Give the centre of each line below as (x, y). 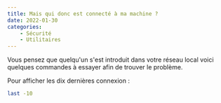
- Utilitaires (40, 40)
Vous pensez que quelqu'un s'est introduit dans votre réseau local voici (110, 60)
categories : (25, 27)
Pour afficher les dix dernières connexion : (68, 81)
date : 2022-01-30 (33, 20)
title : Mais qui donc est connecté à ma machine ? (83, 14)
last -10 (20, 94)
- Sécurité (36, 33)
